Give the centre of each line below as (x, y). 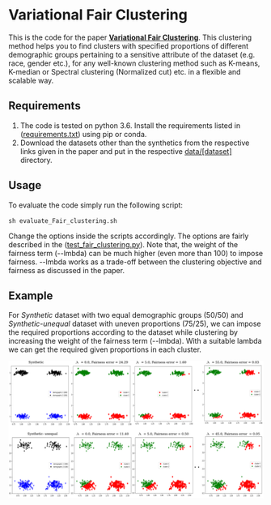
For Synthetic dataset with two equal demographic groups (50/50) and (126, 315)
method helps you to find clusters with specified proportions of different (129, 45)
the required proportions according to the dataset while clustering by (123, 332)
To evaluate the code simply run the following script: (96, 205)
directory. (36, 160)
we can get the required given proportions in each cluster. (105, 349)
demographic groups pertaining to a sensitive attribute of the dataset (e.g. (132, 54)
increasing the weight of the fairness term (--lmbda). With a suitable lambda (135, 341)
